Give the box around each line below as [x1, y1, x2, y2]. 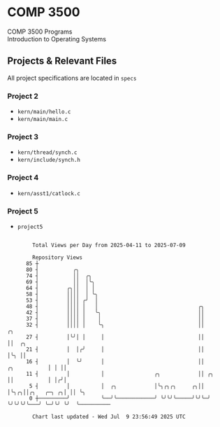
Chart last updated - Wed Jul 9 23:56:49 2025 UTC [32, 413, 186, 420]
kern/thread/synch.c [17, 149, 78, 156]
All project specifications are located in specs [7, 73, 137, 82]
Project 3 [7, 132, 39, 141]
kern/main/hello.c [17, 108, 71, 115]
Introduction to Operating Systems [7, 34, 107, 43]
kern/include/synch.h [17, 157, 80, 164]
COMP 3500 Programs [7, 27, 73, 36]
